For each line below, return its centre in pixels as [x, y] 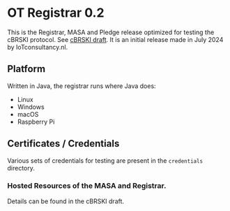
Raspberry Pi [36, 122]
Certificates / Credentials [63, 144]
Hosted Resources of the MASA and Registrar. [87, 186]
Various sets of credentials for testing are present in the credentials [105, 160]
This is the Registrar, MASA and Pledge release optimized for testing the [111, 32]
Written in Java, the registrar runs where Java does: [82, 86]
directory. [21, 168]
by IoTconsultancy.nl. [38, 47]
